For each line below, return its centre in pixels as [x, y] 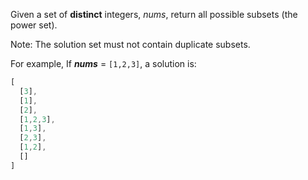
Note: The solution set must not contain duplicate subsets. [130, 44]
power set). [34, 25]
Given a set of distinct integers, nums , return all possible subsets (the [154, 14]
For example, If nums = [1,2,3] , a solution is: [103, 63]
